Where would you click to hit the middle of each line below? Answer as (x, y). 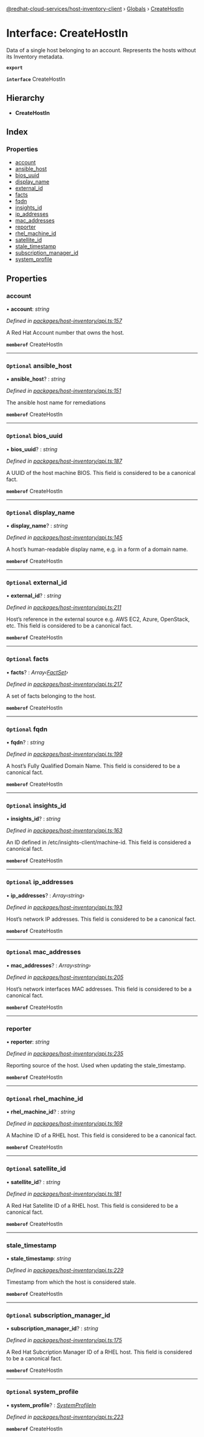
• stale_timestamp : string (39, 1258)
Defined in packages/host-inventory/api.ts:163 (64, 831)
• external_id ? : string (34, 596)
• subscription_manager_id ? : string (52, 1329)
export (15, 68)
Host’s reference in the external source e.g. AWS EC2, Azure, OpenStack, (98, 619)
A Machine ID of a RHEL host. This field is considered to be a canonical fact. (102, 1135)
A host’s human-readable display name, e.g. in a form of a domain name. (97, 549)
